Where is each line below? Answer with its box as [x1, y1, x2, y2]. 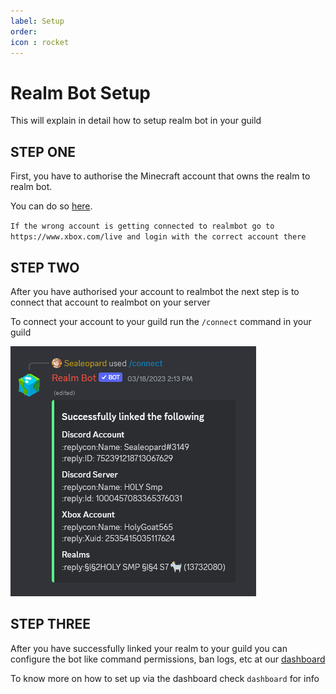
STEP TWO [10, 259, 80, 276]
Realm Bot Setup [10, 81, 151, 104]
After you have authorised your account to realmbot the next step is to [10, 285, 300, 297]
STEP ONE [10, 143, 76, 160]
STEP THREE [10, 616, 91, 633]
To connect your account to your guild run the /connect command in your [10, 315, 312, 327]
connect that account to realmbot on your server [10, 296, 211, 308]
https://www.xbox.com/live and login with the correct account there [10, 232, 307, 242]
